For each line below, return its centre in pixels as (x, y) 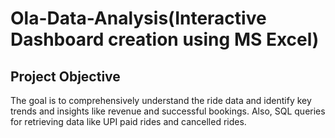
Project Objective (65, 76)
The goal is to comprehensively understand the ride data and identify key (161, 100)
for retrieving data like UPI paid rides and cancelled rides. (128, 121)
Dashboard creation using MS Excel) (165, 39)
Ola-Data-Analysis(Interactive (138, 18)
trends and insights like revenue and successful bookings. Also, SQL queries (168, 111)
